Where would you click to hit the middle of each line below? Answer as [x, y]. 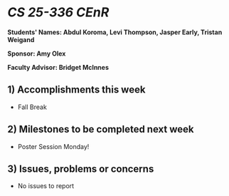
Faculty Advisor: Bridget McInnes [58, 67]
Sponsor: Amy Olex [37, 53]
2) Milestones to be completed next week [101, 129]
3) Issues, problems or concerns [81, 169]
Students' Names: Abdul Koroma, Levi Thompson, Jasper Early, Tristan [115, 32]
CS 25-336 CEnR [58, 12]
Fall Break [32, 107]
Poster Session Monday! [53, 146]
